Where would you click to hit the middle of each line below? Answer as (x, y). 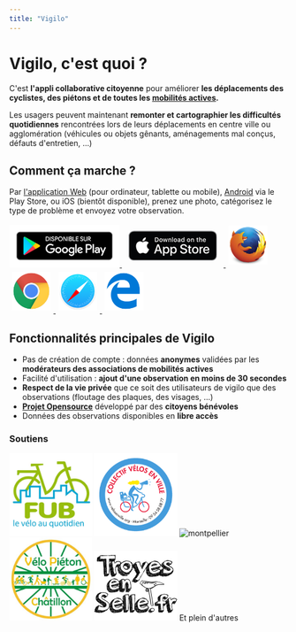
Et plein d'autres (209, 618)
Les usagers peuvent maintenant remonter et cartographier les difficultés (145, 114)
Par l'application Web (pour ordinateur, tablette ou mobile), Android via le (142, 192)
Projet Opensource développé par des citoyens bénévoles (130, 406)
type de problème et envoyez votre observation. (97, 211)
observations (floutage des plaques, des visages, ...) (118, 397)
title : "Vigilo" (39, 19)
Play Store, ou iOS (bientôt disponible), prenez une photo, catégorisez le (140, 201)
